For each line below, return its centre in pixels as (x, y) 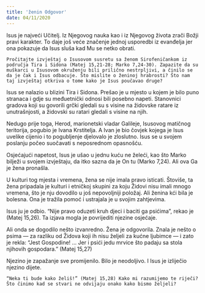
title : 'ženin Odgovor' (37, 12)
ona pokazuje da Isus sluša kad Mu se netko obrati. (71, 48)
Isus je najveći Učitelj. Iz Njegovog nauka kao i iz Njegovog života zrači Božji (102, 35)
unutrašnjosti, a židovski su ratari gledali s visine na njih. (77, 111)
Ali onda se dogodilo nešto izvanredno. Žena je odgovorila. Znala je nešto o (101, 229)
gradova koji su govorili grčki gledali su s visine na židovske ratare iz (93, 105)
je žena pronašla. (28, 168)
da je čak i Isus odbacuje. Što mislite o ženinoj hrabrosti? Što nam (98, 75)
